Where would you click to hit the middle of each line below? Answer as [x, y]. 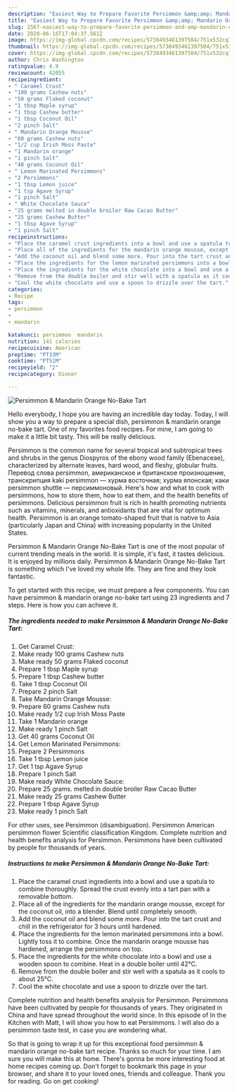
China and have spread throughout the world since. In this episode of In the [117, 1015]
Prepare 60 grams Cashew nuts [64, 706]
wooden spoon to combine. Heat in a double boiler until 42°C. [108, 964]
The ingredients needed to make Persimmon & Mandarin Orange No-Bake [118, 621]
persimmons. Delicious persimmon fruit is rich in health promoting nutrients [117, 502]
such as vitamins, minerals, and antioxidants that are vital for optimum [109, 510]
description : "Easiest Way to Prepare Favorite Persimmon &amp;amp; [110, 14]
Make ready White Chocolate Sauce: [71, 781]
